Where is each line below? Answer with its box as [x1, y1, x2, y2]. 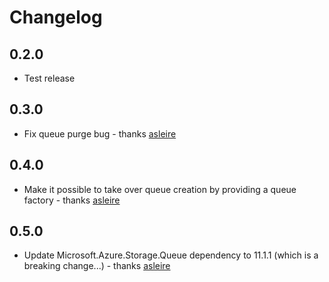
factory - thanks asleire [23, 194, 121, 206]
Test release [23, 72, 76, 84]
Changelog [9, 6, 103, 29]
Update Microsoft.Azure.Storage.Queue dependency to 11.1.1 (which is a [23, 249, 319, 261]
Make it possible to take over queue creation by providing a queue [23, 183, 297, 195]
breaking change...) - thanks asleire [23, 260, 171, 272]
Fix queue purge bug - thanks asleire [23, 127, 177, 140]
